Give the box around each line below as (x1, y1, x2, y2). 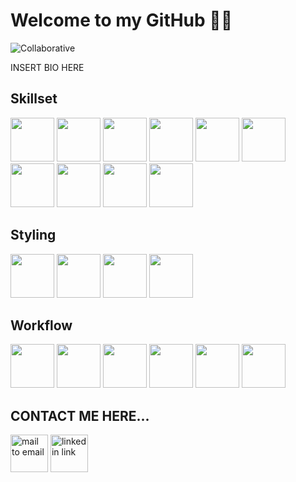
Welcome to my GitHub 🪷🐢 (10, 9, 233, 32)
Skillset (10, 90, 58, 108)
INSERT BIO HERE (10, 61, 85, 73)
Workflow (10, 317, 73, 334)
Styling (10, 227, 57, 244)
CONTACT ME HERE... (10, 407, 150, 424)
